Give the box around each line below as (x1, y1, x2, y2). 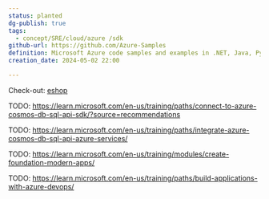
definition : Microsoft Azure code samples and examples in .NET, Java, (8, 49, 252, 57)
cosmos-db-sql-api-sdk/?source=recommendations (8, 109, 181, 119)
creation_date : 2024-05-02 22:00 (8, 57, 120, 65)
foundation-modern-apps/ (8, 157, 95, 167)
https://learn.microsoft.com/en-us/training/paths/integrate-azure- (32, 125, 250, 135)
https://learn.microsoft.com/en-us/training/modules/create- (32, 149, 230, 159)
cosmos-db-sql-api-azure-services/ (8, 133, 128, 143)
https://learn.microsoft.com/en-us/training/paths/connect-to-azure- (32, 101, 257, 111)
